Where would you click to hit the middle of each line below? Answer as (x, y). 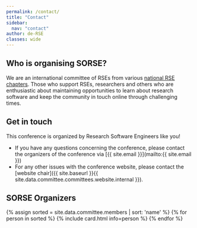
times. (14, 103)
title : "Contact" (28, 17)
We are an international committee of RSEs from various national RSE (90, 77)
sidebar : (17, 23)
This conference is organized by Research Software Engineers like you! (93, 136)
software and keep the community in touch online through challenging (92, 96)
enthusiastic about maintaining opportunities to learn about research (90, 90)
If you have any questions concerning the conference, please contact (100, 148)
